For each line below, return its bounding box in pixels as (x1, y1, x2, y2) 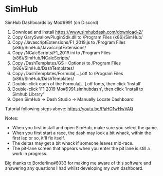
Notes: (5, 115, 18, 121)
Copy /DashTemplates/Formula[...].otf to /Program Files (12, 70, 123, 76)
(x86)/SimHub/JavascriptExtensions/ (12, 44, 86, 50)
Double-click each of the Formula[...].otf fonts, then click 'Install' (12, 80, 142, 86)
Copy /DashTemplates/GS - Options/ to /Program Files (12, 60, 121, 66)
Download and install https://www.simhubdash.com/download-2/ (12, 29, 143, 35)
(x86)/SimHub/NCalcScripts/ (12, 55, 70, 60)
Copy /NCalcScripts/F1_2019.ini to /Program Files (12, 50, 111, 56)
